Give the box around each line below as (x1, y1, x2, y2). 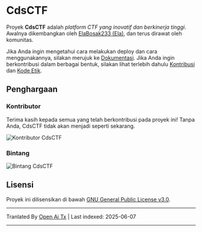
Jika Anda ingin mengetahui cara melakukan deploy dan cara (6, 47, 158, 55)
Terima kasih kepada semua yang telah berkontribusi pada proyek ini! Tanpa (6, 116, 195, 123)
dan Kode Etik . (6, 67, 42, 74)
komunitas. (6, 36, 34, 43)
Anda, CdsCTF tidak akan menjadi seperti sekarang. (6, 122, 135, 129)
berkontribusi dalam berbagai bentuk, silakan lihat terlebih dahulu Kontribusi (6, 61, 195, 68)
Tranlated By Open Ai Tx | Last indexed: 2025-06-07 (6, 213, 136, 220)
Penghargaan (6, 85, 58, 95)
